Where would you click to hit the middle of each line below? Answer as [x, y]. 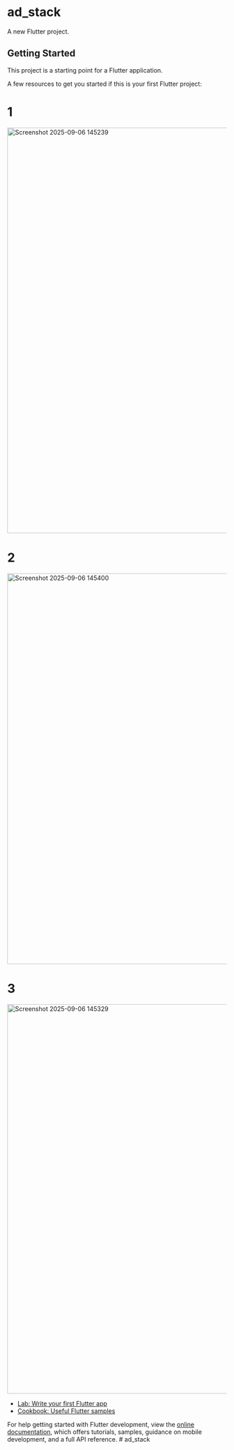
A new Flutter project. [38, 31]
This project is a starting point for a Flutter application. [85, 70]
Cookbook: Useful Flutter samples [66, 1411]
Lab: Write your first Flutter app [62, 1403]
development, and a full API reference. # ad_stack [79, 1439]
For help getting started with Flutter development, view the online [101, 1424]
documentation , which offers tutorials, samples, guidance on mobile [104, 1432]
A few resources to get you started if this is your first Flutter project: [104, 84]
